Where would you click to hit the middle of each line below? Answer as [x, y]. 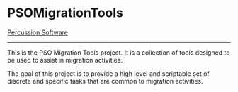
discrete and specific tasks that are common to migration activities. [105, 81]
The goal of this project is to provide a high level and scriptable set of [109, 73]
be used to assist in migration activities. [65, 60]
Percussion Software [38, 32]
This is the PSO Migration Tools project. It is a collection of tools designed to [119, 52]
